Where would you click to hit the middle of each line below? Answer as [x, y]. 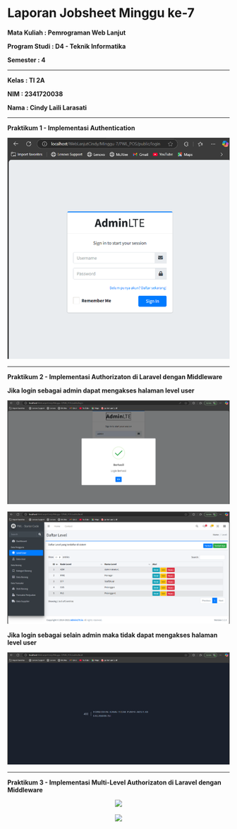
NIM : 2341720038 [35, 94]
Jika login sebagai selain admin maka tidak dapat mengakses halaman [113, 635]
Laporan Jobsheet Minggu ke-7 [101, 13]
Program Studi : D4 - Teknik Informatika [67, 46]
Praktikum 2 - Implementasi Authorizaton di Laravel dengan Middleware [115, 376]
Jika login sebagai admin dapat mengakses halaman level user [101, 390]
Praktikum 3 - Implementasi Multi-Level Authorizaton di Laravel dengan [114, 782]
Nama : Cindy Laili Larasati [47, 107]
